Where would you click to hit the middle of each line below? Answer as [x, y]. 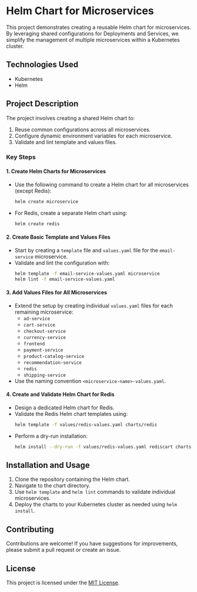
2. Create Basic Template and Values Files [58, 237]
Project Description [42, 104]
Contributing [30, 529]
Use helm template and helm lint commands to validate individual [95, 492]
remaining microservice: [44, 312]
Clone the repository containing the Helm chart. [72, 479]
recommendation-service [53, 362]
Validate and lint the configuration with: [62, 263]
